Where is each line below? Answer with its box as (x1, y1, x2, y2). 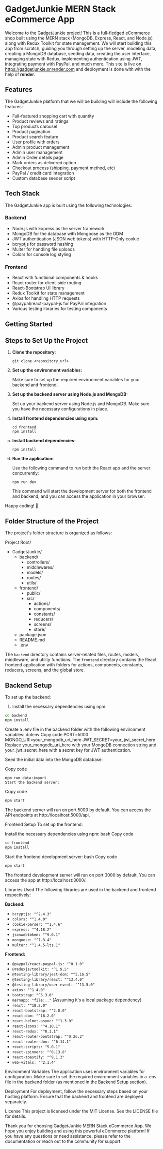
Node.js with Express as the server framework (12, 225, 105, 231)
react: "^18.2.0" (12, 1003, 48, 1008)
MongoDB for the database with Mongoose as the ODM (12, 231, 124, 236)
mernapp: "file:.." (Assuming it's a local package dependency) (12, 997, 142, 1003)
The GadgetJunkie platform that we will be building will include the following (5, 98, 158, 104)
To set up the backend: (5, 694, 51, 700)
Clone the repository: (12, 350, 56, 355)
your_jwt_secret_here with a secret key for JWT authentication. (5, 747, 131, 753)
